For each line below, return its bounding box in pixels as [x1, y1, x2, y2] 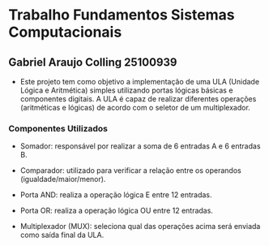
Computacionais [8, 23, 122, 41]
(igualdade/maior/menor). [19, 175, 106, 184]
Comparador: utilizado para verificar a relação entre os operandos [19, 166, 241, 175]
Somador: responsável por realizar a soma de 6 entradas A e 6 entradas [19, 141, 261, 151]
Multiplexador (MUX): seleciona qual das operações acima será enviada [19, 222, 261, 231]
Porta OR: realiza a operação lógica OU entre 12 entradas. [19, 205, 213, 216]
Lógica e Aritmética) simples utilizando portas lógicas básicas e [19, 85, 233, 95]
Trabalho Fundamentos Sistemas [8, 6, 235, 24]
